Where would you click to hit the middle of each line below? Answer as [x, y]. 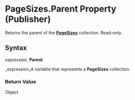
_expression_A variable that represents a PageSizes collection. [68, 69]
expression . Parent [24, 60]
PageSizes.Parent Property [61, 9]
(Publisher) [28, 19]
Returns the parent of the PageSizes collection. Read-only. [64, 33]
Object [12, 92]
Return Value [21, 82]
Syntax [16, 48]
